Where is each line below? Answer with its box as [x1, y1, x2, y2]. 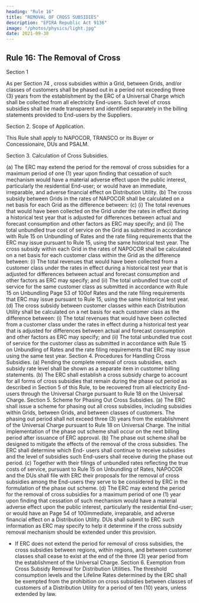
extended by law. [14, 590, 57, 597]
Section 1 [6, 68, 28, 75]
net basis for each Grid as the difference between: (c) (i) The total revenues [6, 201, 191, 208]
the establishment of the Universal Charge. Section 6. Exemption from [14, 559, 185, 566]
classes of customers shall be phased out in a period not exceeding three [6, 86, 185, 93]
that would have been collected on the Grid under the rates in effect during [6, 207, 189, 214]
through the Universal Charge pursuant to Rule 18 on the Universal [21, 390, 183, 397]
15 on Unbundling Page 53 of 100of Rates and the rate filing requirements [6, 289, 185, 296]
